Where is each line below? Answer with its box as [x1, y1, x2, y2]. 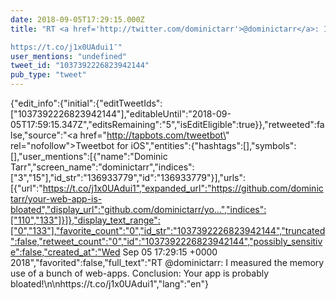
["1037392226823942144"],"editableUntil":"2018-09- [10, 108, 232, 120]
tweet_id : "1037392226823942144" [10, 61, 150, 71]
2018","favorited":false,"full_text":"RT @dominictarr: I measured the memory [10, 257, 325, 268]
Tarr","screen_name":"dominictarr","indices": [10, 161, 195, 173]
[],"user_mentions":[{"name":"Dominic [10, 151, 168, 162]
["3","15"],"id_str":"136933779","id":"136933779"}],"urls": [10, 172, 247, 183]
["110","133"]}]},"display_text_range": [10, 214, 161, 226]
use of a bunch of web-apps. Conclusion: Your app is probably [10, 267, 270, 279]
